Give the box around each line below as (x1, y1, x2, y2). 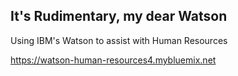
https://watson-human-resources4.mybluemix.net (10, 54, 217, 66)
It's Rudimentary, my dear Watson (10, 8, 228, 25)
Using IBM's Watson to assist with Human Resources (10, 34, 228, 46)
